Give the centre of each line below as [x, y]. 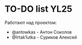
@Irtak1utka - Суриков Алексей [44, 37]
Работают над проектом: [31, 22]
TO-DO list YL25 [38, 9]
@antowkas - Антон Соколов [42, 32]
